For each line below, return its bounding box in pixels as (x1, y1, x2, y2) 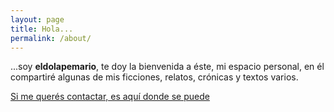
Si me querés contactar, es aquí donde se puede (10, 91, 210, 103)
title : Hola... (10, 24, 74, 34)
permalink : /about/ (10, 33, 92, 43)
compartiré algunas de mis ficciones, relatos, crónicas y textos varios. (10, 71, 299, 83)
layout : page (10, 14, 65, 25)
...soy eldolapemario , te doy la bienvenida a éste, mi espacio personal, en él (10, 61, 325, 73)
